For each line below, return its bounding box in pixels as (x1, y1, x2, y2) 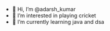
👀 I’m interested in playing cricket (12, 12, 97, 19)
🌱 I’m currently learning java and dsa (12, 18, 105, 25)
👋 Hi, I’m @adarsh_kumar (12, 6, 76, 13)
